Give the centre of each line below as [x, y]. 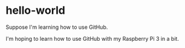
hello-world [36, 10]
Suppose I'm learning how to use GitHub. [57, 27]
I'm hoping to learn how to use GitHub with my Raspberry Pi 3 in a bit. [92, 38]
